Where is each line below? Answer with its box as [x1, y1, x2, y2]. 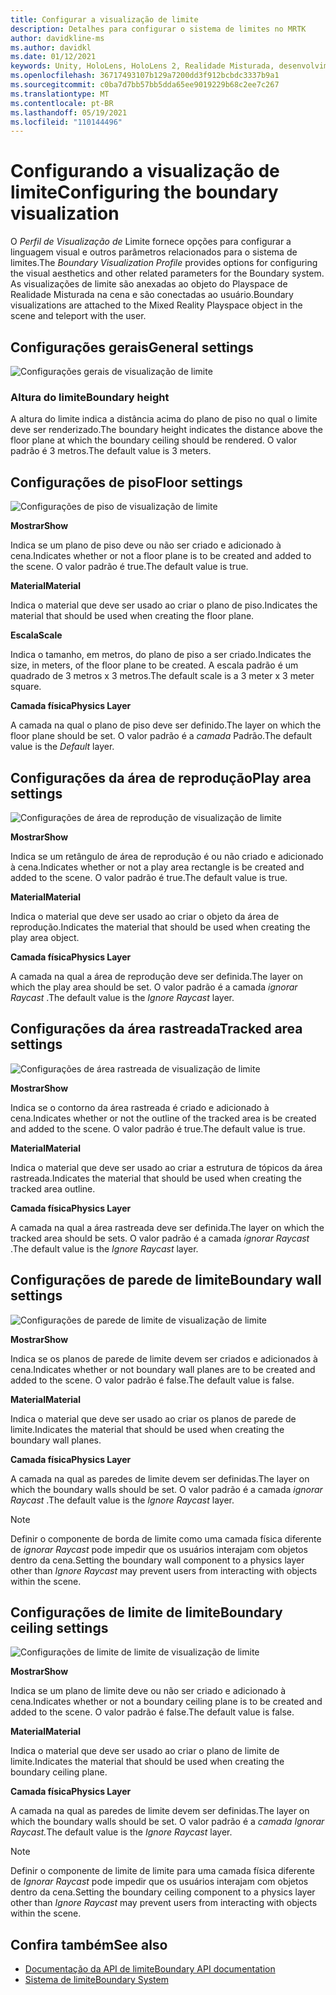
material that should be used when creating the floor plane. [10, 610, 255, 622]
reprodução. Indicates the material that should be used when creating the [10, 921, 311, 933]
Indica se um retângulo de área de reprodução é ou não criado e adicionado [10, 850, 324, 862]
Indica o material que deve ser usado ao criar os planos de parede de [10, 1412, 297, 1425]
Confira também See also [10, 1936, 168, 1953]
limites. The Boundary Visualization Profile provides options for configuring [10, 257, 318, 269]
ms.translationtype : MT [10, 89, 110, 99]
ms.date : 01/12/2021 [10, 52, 97, 62]
